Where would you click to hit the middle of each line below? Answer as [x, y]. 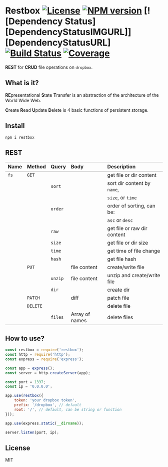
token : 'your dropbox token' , [46, 400]
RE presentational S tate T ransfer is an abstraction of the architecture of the [82, 95]
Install [15, 126]
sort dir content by [129, 183]
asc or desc [120, 220]
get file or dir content [132, 175]
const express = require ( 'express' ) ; [44, 359]
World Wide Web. [23, 100]
